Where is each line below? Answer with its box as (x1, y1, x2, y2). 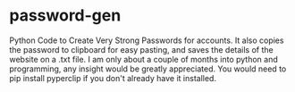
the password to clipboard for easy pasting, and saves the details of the (9, 44, 274, 54)
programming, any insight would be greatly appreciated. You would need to (9, 63, 287, 74)
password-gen (9, 5, 122, 26)
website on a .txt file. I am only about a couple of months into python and (9, 54, 279, 64)
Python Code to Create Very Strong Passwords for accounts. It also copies (9, 35, 284, 46)
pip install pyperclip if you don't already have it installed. (9, 72, 217, 83)
